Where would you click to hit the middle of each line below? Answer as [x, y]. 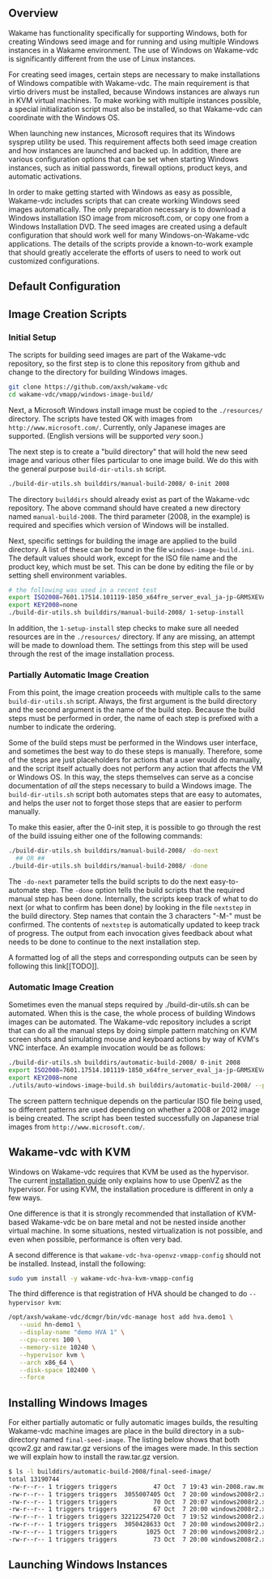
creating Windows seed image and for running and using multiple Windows [134, 41]
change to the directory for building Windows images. [98, 371]
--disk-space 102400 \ [57, 1370]
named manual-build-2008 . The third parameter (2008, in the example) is [130, 516]
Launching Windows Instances [88, 1565]
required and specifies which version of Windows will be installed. [119, 525]
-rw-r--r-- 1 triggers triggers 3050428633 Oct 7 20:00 [108, 1525]
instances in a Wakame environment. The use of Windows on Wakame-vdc [134, 50]
